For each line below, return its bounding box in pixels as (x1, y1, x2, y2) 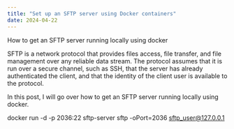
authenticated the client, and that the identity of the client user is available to (7, 71, 228, 80)
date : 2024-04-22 (7, 17, 58, 24)
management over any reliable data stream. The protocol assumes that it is (7, 56, 222, 65)
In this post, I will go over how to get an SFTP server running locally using (7, 92, 219, 101)
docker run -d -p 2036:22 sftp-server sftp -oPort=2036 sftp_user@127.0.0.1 (7, 113, 225, 122)
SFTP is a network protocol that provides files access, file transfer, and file (7, 50, 222, 58)
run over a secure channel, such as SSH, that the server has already (7, 64, 203, 73)
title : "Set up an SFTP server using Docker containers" (7, 10, 177, 17)
